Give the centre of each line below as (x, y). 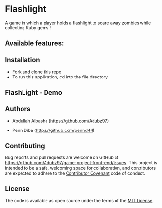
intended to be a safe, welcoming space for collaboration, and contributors (80, 168)
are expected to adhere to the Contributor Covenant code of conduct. (75, 173)
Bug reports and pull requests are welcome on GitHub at (62, 157)
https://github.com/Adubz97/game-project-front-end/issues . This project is (81, 163)
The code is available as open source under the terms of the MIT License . (80, 200)
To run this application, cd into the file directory (60, 77)
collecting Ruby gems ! (28, 27)
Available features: (35, 43)
